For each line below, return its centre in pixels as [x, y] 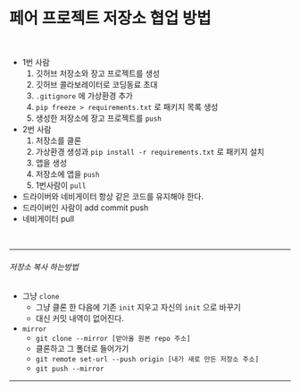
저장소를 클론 [58, 140]
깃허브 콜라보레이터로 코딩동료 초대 [96, 84]
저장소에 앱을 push [67, 174]
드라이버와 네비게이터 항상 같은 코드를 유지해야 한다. [112, 196]
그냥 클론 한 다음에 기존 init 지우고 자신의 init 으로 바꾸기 [138, 307]
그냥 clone [41, 296]
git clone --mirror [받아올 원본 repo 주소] [113, 339]
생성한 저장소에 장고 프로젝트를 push [99, 118]
